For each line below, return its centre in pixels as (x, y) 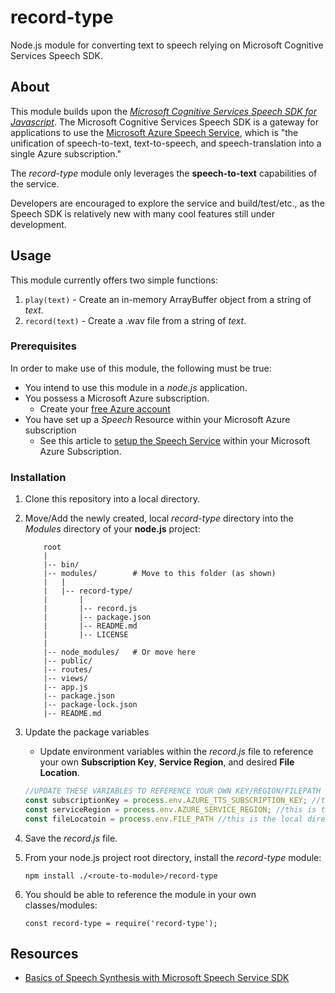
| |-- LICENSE (86, 635)
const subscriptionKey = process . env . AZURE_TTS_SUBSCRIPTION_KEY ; (166, 801)
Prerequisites (43, 346)
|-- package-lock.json (90, 705)
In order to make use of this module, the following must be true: (141, 368)
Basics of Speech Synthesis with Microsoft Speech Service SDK (157, 978)
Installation (38, 477)
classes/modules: (61, 905)
